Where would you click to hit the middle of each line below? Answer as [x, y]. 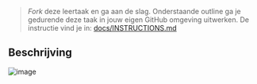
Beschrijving [40, 53]
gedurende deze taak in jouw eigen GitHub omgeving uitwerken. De [138, 20]
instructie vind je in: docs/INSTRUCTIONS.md [102, 28]
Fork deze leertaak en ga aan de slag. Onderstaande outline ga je [134, 11]
